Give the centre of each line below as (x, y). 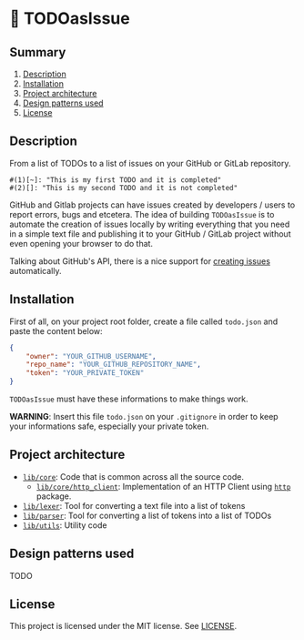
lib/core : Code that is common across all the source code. (133, 476)
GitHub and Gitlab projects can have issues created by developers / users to (152, 205)
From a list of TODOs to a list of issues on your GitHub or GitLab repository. (150, 163)
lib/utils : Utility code (65, 525)
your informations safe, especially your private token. (109, 426)
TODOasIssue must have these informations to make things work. (129, 399)
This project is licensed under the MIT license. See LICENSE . (123, 626)
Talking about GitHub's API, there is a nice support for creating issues (140, 261)
